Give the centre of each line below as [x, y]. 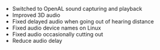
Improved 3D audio [36, 15]
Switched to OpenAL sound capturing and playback [77, 9]
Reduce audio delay [37, 41]
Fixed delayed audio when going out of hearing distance [83, 21]
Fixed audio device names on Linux [56, 28]
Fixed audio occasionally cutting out [58, 34]
